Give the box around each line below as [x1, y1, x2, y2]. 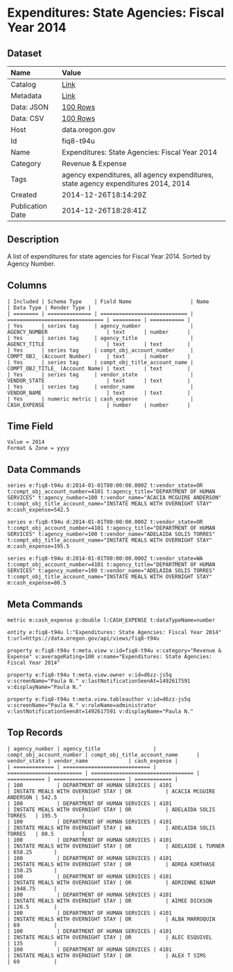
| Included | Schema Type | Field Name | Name [7, 298, 209, 305]
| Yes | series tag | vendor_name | [7, 383, 194, 390]
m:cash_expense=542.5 [7, 506, 70, 514]
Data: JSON [10, 102, 49, 112]
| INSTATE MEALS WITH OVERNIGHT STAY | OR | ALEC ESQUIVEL [7, 934, 213, 941]
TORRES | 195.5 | [7, 812, 85, 819]
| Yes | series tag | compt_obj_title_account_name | [7, 359, 194, 366]
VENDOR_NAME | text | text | [7, 389, 191, 396]
